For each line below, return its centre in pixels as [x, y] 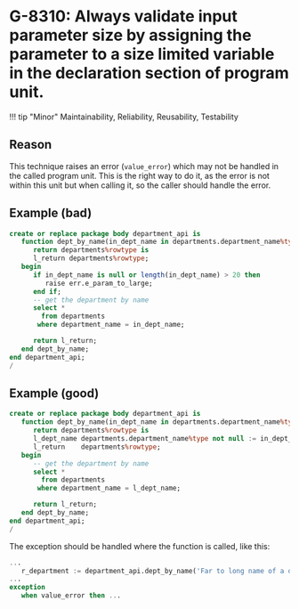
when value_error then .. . [71, 596]
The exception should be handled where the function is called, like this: [140, 546]
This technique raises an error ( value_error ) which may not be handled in [144, 166]
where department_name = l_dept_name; [109, 488]
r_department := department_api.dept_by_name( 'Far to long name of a [153, 571]
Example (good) [54, 393]
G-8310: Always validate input [124, 16]
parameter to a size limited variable [142, 54]
